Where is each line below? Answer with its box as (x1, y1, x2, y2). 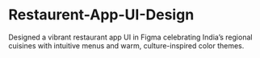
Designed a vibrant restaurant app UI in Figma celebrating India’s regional (8, 32, 253, 42)
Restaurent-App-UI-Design (8, 6, 195, 24)
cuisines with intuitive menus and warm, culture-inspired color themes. (8, 40, 245, 50)
